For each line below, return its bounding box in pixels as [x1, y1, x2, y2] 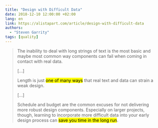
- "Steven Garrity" [9, 30, 50, 35]
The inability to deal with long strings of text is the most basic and [17, 48, 151, 54]
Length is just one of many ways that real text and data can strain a [17, 77, 154, 83]
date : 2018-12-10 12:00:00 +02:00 [5, 12, 76, 17]
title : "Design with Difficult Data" [5, 7, 83, 12]
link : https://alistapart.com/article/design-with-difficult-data [5, 21, 144, 26]
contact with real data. [17, 58, 63, 64]
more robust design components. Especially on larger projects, [17, 106, 145, 113]
